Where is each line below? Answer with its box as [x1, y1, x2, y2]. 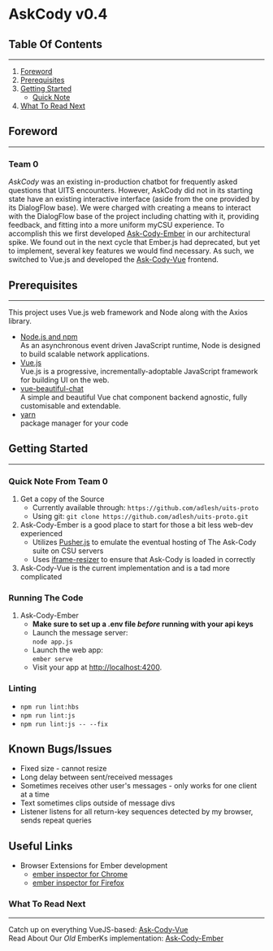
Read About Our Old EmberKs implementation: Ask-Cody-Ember [8, 933, 224, 943]
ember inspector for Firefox [32, 878, 124, 888]
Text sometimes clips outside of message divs [19, 798, 175, 808]
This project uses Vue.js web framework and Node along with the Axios [8, 307, 248, 317]
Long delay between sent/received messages [19, 772, 173, 782]
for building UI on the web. [19, 375, 110, 385]
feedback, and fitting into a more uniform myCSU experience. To [8, 220, 225, 230]
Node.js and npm [19, 331, 78, 342]
